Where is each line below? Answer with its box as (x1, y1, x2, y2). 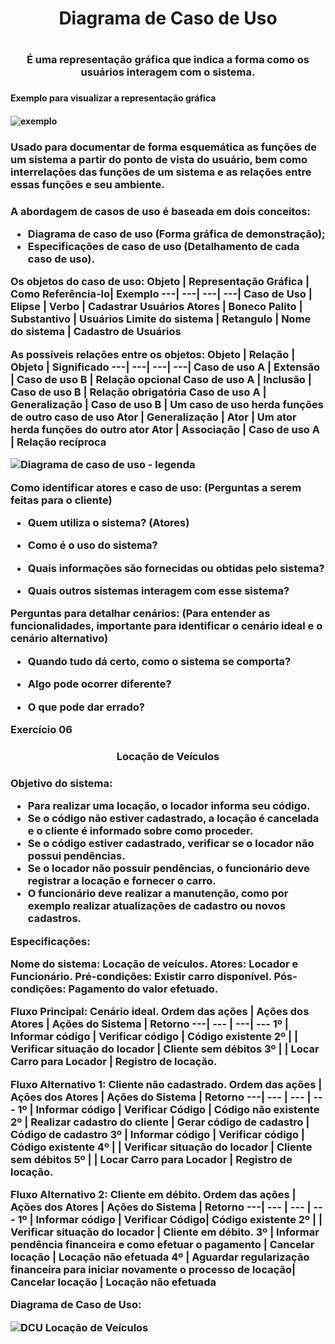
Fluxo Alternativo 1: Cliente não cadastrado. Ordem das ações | (10, 1077, 323, 1091)
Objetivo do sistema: (10, 776, 113, 790)
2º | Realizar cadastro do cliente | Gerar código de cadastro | (10, 1115, 310, 1129)
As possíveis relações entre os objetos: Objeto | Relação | (10, 347, 296, 361)
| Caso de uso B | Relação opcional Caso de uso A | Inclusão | (10, 372, 312, 386)
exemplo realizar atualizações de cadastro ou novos (27, 899, 287, 913)
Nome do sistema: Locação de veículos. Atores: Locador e (10, 957, 299, 971)
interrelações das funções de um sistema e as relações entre (10, 165, 312, 179)
